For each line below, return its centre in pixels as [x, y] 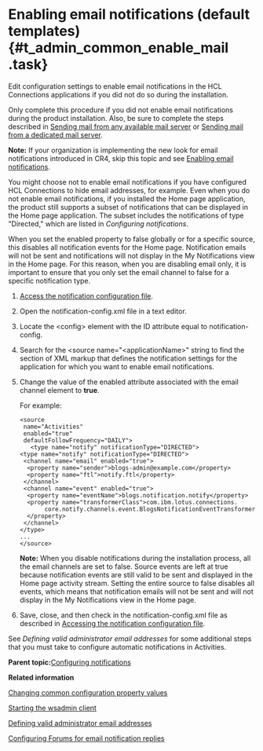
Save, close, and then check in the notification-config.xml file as [123, 615]
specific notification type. [49, 280]
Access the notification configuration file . [86, 295]
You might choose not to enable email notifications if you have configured [128, 181]
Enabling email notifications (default [129, 15]
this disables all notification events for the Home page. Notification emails [127, 247]
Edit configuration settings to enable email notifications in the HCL [115, 86]
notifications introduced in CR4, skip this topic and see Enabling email [121, 158]
